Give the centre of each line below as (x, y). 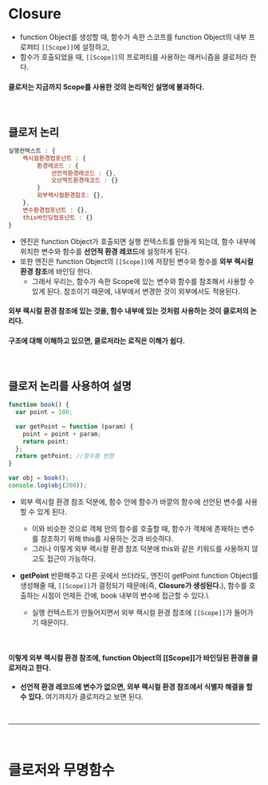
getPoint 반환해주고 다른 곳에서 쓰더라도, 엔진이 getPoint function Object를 (139, 575)
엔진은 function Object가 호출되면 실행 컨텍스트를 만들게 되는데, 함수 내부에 (138, 241)
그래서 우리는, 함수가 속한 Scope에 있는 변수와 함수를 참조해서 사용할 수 (143, 281)
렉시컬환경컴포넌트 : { (54, 158)
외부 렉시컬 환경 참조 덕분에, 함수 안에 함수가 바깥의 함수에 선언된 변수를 (131, 501)
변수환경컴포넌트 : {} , (55, 210)
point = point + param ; (62, 434)
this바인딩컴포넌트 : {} (58, 217)
